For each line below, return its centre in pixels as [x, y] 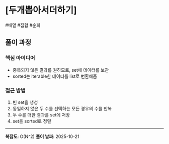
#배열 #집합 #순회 [23, 25]
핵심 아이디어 [20, 58]
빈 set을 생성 [25, 102]
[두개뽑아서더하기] [41, 10]
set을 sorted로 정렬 [32, 121]
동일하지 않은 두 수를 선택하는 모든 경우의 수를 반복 [62, 108]
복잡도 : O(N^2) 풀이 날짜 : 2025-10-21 [42, 136]
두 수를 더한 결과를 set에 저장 [41, 115]
